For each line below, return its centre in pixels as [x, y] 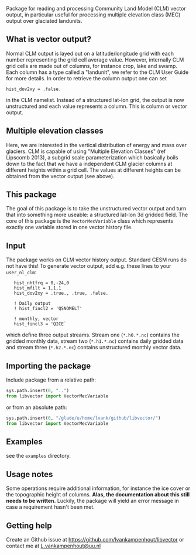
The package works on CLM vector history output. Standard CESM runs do [97, 260]
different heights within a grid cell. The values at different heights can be [94, 170]
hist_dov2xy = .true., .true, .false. [61, 293]
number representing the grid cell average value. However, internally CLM [95, 59]
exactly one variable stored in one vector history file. [69, 227]
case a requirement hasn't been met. [50, 507]
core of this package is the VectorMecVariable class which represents [90, 221]
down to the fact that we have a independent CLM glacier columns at [89, 164]
